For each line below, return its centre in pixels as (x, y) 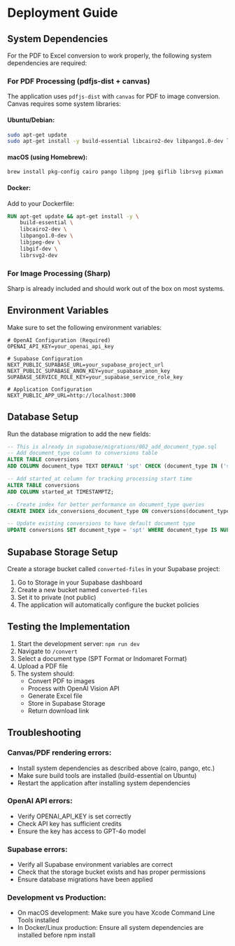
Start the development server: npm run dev (78, 643)
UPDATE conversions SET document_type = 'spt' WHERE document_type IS (112, 530)
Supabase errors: (37, 849)
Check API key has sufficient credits (70, 823)
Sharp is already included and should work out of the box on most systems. (116, 288)
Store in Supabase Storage (66, 703)
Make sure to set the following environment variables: (85, 327)
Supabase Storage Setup (63, 552)
